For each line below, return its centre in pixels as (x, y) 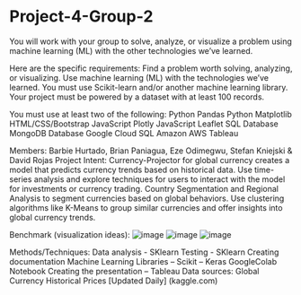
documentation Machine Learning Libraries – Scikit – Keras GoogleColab (143, 261)
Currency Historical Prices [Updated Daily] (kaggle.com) (114, 281)
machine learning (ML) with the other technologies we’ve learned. (131, 50)
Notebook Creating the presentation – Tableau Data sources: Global (134, 271)
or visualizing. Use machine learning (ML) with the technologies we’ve (139, 77)
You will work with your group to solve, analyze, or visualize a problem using (150, 41)
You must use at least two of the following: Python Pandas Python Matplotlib (150, 114)
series (21, 179)
